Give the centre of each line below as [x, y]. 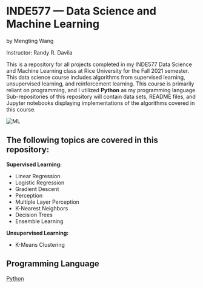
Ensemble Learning [39, 221]
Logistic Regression [40, 183]
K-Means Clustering [40, 244]
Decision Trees [34, 215]
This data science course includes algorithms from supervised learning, [96, 77]
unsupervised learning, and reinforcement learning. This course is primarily [100, 84]
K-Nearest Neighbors [42, 208]
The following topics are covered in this [82, 140]
